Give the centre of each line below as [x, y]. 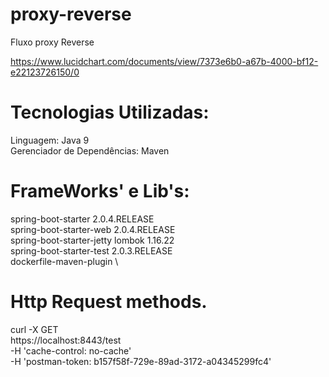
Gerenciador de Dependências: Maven [90, 150]
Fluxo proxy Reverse [52, 42]
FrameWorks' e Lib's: [100, 191]
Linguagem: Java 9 [50, 140]
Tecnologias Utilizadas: [110, 112]
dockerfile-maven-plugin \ [64, 261]
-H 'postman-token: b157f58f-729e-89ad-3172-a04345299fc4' [141, 361]
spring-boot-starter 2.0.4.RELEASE [82, 219]
